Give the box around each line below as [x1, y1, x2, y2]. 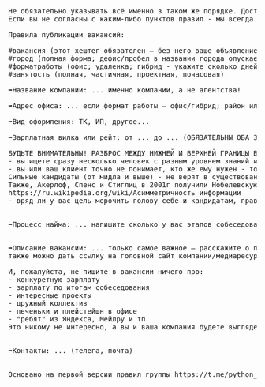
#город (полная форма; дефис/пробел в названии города [8, 54, 225, 62]
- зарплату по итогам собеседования [8, 284, 150, 291]
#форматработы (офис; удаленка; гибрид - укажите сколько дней [8, 62, 258, 70]
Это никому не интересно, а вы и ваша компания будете [8, 323, 225, 331]
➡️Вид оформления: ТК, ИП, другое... [8, 118, 150, 126]
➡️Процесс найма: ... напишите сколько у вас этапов [8, 220, 213, 228]
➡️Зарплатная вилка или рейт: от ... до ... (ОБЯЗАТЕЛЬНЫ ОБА [8, 133, 250, 141]
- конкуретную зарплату [8, 276, 100, 284]
